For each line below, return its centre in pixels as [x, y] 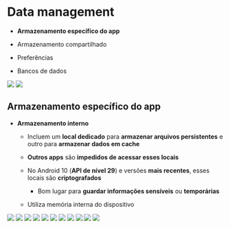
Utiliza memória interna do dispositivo [81, 204]
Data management [61, 12]
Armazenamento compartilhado [62, 44]
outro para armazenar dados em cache [83, 144]
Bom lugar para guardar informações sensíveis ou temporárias [128, 191]
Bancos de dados [42, 71]
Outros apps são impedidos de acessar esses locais [103, 157]
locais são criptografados [64, 178]
